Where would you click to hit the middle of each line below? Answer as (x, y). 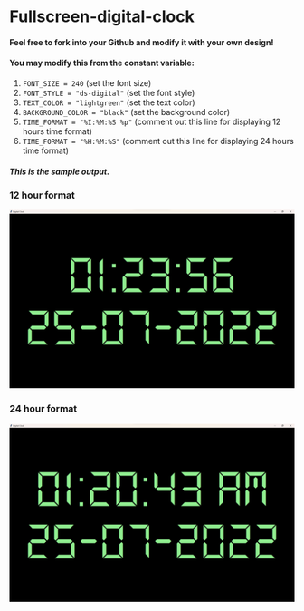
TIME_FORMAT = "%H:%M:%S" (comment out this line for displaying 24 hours (158, 141)
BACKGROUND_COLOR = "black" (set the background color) (126, 112)
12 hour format (42, 195)
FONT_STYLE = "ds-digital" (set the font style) (109, 92)
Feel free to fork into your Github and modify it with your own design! (142, 42)
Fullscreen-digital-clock (102, 17)
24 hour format (43, 409)
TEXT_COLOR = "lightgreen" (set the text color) (109, 102)
